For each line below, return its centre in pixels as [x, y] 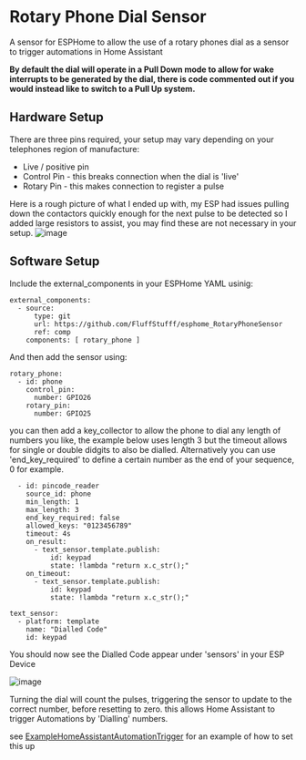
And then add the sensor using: [68, 356]
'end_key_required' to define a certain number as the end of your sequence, [152, 459]
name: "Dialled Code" [66, 629]
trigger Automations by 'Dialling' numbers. [89, 718]
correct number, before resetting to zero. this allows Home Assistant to [143, 709]
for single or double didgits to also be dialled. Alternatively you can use [143, 449]
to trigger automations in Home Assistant [87, 51]
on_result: [46, 541]
